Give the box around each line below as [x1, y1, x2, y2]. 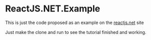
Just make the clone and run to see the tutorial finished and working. [5, 29, 147, 35]
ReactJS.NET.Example [5, 3, 101, 14]
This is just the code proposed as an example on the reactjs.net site [5, 19, 144, 25]
